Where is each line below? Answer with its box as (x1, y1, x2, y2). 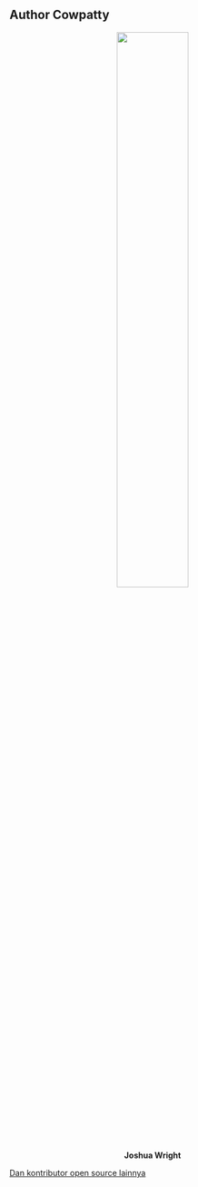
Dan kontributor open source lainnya (9, 1167, 146, 1178)
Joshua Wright (124, 1150, 182, 1161)
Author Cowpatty (9, 7, 110, 23)
